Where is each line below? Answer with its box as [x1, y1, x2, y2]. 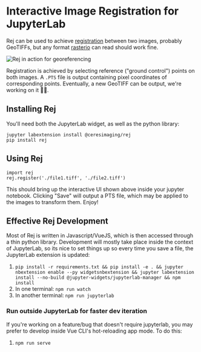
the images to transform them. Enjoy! [6, 198, 99, 205]
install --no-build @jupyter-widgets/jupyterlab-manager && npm [15, 274, 181, 281]
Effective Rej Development [6, 216, 109, 226]
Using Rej [6, 153, 43, 164]
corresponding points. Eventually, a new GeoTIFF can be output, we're [6, 80, 182, 87]
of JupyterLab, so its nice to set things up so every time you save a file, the [6, 245, 194, 252]
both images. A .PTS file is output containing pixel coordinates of [6, 73, 168, 81]
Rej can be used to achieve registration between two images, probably [6, 37, 182, 44]
